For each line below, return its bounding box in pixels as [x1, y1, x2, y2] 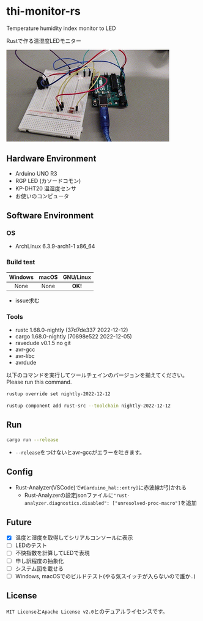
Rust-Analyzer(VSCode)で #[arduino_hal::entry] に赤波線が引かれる [15, 483, 187, 491]
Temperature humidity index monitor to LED [6, 24, 116, 32]
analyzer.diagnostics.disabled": [24, 500, 110, 506]
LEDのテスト [15, 541, 48, 549]
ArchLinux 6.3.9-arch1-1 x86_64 [15, 243, 95, 250]
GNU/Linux [63, 273, 92, 281]
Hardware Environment [6, 154, 97, 164]
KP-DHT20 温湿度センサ [15, 185, 76, 192]
